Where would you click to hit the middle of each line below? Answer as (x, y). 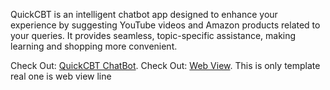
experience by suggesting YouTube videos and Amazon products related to (165, 25)
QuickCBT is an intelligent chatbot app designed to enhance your (144, 14)
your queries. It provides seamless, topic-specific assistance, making (153, 35)
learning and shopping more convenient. (94, 46)
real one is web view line (61, 76)
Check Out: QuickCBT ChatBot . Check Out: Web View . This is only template (165, 65)
